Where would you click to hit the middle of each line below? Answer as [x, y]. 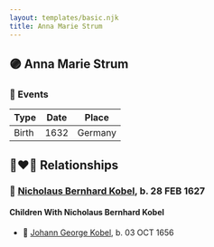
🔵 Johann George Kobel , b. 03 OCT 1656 [98, 233]
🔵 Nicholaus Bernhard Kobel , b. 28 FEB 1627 [107, 191]
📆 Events [29, 94]
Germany [97, 133]
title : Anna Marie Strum [56, 26]
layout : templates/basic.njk [64, 18]
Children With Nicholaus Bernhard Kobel [87, 213]
